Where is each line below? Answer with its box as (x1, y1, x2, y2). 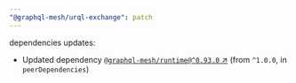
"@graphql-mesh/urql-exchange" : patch (9, 12, 153, 22)
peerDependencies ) (21, 64, 90, 74)
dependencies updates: (9, 37, 96, 48)
